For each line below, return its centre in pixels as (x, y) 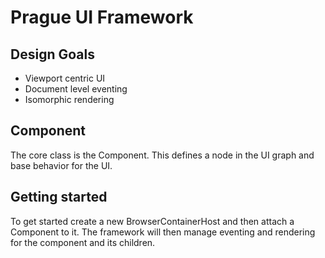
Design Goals (52, 54)
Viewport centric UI (65, 78)
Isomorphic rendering (69, 99)
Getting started (59, 197)
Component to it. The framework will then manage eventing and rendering (163, 232)
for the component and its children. (83, 242)
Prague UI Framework (102, 17)
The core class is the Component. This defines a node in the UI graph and (162, 155)
